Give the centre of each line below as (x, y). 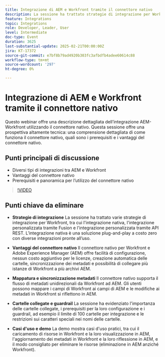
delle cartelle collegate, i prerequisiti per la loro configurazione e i (78, 308)
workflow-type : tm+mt (27, 60)
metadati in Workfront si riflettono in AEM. (55, 294)
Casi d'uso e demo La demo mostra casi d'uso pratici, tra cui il (76, 328)
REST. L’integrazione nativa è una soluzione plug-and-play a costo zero (84, 233)
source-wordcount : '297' (30, 64)
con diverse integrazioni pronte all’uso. (51, 238)
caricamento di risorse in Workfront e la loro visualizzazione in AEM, (81, 334)
